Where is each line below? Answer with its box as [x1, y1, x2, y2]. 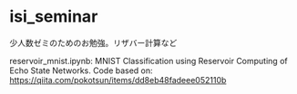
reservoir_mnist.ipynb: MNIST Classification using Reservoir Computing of [9, 55, 289, 66]
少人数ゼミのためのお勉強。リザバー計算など [9, 37, 178, 48]
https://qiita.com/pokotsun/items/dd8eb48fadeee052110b [9, 74, 227, 85]
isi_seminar [9, 6, 98, 27]
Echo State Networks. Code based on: [9, 65, 153, 76]
